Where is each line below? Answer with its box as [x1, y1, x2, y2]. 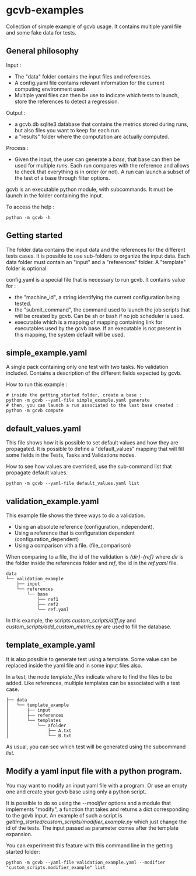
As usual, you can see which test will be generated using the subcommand [6, 743, 186, 750]
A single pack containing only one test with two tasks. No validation [6, 364, 169, 371]
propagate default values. [6, 469, 68, 476]
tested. [14, 300, 32, 307]
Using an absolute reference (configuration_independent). [14, 523, 155, 530]
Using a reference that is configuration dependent [14, 529, 135, 536]
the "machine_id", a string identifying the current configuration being [14, 293, 180, 300]
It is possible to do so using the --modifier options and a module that [6, 799, 171, 806]
